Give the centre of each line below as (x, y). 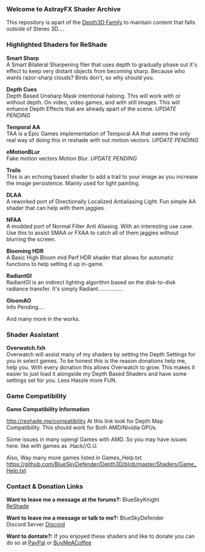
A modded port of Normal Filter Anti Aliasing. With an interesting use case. (100, 226)
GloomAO (19, 300)
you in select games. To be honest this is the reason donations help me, (96, 360)
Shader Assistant (33, 334)
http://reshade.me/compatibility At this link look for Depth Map (85, 421)
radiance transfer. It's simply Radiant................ (65, 289)
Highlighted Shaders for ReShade (57, 45)
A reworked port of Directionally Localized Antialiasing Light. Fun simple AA (101, 201)
